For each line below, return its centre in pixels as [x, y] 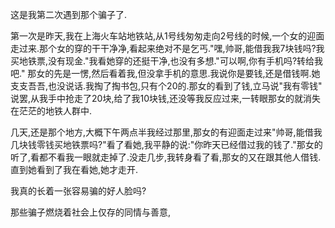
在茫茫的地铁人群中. [51, 111]
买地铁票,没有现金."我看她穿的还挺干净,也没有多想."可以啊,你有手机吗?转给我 [167, 61]
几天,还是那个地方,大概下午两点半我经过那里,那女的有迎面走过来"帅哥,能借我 [166, 132]
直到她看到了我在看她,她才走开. [74, 169]
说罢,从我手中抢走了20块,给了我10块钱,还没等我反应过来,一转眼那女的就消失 [166, 98]
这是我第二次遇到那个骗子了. [69, 14]
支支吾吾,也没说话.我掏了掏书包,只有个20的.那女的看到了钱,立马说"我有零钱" [166, 86]
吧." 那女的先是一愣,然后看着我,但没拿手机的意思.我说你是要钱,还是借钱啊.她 [165, 73]
